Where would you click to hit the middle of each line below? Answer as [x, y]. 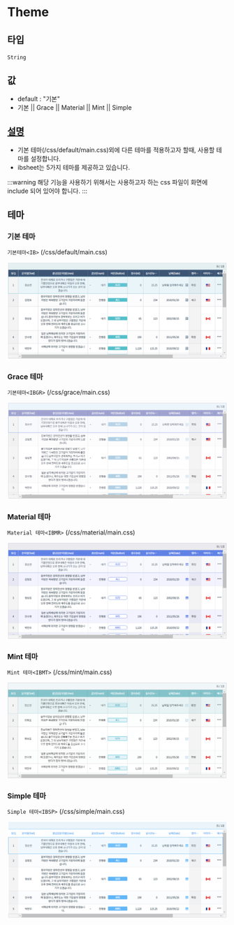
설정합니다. [45, 159]
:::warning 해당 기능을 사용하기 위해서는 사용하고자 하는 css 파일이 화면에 [108, 182]
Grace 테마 [25, 377]
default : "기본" [39, 99]
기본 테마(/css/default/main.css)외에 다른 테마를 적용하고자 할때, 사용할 [116, 150]
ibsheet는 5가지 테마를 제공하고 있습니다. [74, 167]
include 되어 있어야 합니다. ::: [47, 191]
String [17, 57]
